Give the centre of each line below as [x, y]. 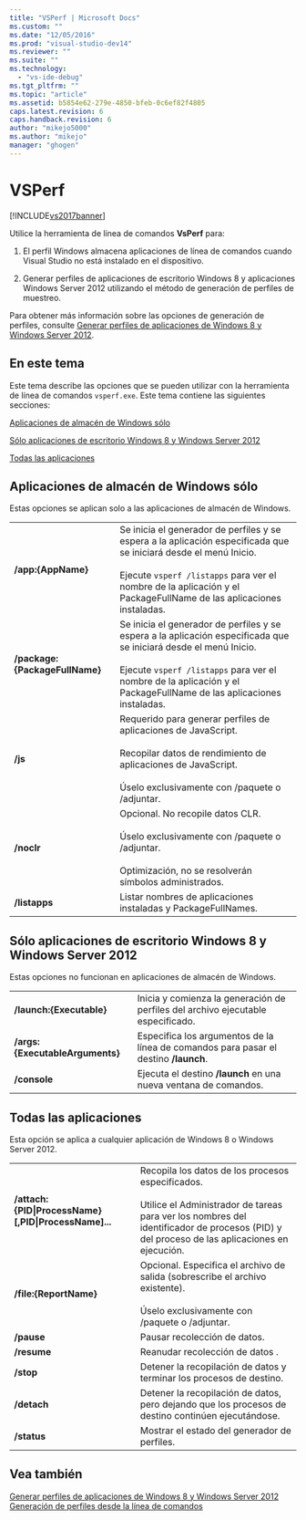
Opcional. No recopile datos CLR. [190, 814]
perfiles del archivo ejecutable [202, 1010]
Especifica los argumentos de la [205, 1036]
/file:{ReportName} [56, 1294]
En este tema [47, 364]
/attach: [31, 1199]
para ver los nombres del [193, 1216]
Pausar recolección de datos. [202, 1337]
